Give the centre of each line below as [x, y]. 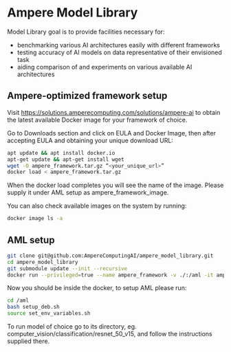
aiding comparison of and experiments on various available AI [104, 67]
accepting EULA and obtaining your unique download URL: [90, 140]
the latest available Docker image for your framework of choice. [97, 120]
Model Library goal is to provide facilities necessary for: [86, 32]
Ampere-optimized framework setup [87, 96]
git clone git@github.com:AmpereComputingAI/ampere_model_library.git [110, 256]
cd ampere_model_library [43, 262]
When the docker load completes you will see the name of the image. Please [115, 185]
